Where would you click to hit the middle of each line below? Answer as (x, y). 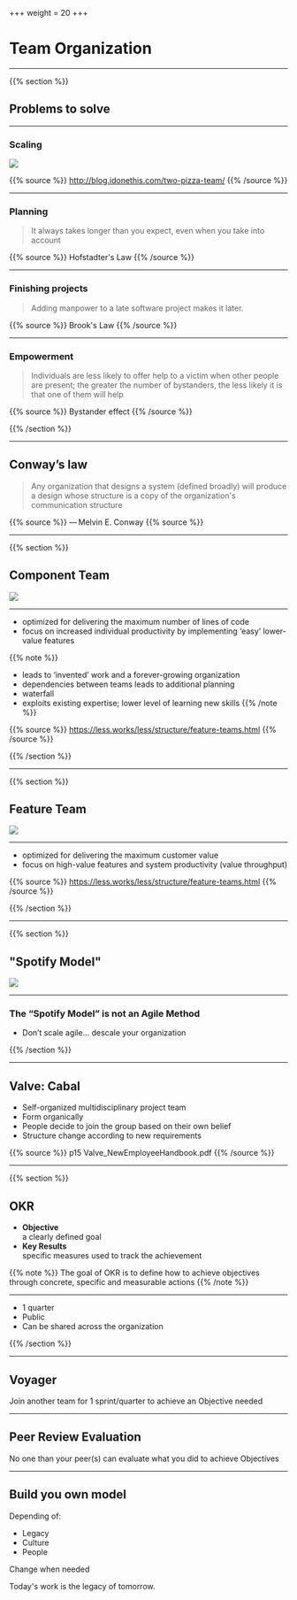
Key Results (44, 1246)
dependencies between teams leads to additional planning (128, 684)
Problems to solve (60, 109)
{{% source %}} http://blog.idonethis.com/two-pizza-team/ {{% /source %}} (148, 181)
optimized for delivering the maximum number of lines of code (136, 621)
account (46, 240)
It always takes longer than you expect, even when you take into (148, 231)
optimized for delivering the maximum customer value (120, 855)
